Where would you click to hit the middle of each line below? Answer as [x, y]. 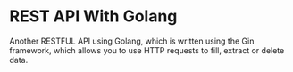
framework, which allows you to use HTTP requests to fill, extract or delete [147, 50]
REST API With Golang [93, 16]
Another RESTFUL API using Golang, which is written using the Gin [132, 41]
